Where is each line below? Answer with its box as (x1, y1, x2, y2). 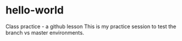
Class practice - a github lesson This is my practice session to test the (5, 23, 177, 30)
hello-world (5, 4, 64, 17)
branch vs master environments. (5, 29, 84, 36)
